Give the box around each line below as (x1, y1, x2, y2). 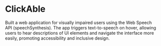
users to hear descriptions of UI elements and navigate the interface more (5, 30, 154, 36)
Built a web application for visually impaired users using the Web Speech (5, 20, 152, 25)
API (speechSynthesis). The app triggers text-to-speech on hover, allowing (5, 24, 157, 30)
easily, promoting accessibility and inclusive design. (5, 35, 110, 41)
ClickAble (5, 3, 46, 15)
